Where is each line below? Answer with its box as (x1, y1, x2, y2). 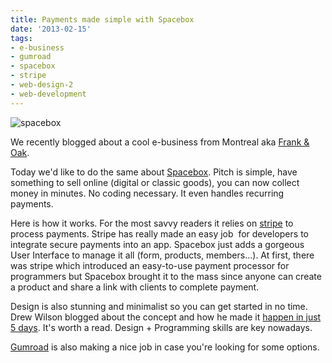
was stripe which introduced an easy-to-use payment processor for (10, 259, 290, 271)
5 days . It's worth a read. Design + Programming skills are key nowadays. (10, 321, 313, 333)
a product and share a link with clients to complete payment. (10, 281, 260, 293)
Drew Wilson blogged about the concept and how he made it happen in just (10, 311, 322, 323)
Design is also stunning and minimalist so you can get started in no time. (10, 300, 308, 312)
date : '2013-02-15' (10, 24, 92, 34)
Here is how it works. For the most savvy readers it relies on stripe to (10, 217, 294, 229)
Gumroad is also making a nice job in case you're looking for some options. (10, 341, 320, 353)
